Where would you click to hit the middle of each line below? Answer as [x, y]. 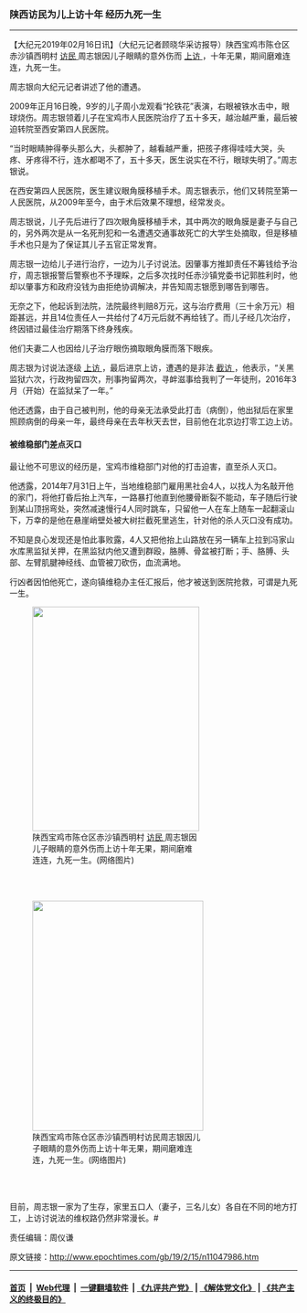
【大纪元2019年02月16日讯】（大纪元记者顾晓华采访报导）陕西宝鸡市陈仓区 [150, 45]
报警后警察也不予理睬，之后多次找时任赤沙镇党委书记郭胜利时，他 [173, 275]
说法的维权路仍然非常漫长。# [104, 1218]
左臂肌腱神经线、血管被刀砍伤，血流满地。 [105, 562]
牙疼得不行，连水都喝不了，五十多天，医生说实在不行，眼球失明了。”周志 [161, 160]
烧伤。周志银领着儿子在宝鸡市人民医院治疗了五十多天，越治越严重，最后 [153, 118]
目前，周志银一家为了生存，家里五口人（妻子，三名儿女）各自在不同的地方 [149, 1206]
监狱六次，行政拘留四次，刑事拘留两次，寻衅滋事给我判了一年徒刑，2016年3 [153, 379]
